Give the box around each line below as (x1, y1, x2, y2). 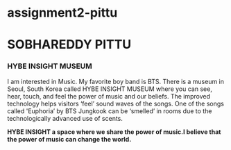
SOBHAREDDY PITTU (7, 37, 132, 53)
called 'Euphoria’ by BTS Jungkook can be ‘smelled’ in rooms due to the (7, 106, 212, 115)
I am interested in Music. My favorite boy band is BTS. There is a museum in (7, 77, 224, 85)
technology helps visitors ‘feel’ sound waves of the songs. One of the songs (7, 99, 224, 108)
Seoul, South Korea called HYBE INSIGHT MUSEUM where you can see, (7, 85, 213, 93)
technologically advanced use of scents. (7, 114, 123, 122)
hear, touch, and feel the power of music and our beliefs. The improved (7, 92, 210, 100)
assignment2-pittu (7, 5, 118, 21)
